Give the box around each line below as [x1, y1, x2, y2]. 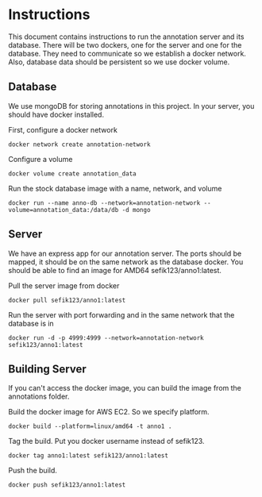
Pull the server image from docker [8, 280, 120, 291]
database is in [8, 318, 54, 328]
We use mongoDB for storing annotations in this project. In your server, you [8, 101, 255, 110]
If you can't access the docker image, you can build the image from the [8, 383, 242, 393]
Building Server [8, 362, 87, 376]
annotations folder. [8, 391, 70, 402]
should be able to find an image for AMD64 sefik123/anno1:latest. [8, 265, 222, 275]
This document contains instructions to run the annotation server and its [8, 32, 245, 41]
